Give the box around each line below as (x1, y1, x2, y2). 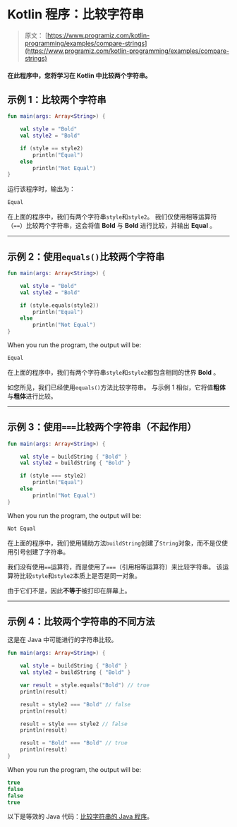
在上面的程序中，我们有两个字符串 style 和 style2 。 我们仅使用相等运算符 (7, 212, 217, 221)
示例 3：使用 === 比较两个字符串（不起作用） (7, 421, 197, 433)
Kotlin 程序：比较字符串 (7, 6, 145, 23)
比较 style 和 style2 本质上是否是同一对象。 (19, 571, 141, 579)
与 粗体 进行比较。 (7, 392, 57, 400)
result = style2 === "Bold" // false (20, 701, 131, 708)
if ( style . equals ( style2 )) (20, 301, 99, 309)
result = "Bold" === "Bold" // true (20, 740, 128, 747)
